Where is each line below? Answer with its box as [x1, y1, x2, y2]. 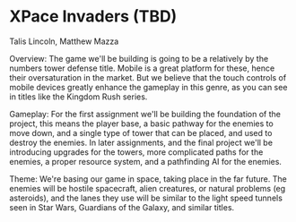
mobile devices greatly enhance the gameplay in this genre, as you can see [9, 81, 288, 92]
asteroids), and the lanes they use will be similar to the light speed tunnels [9, 192, 283, 203]
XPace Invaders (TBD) [9, 6, 178, 27]
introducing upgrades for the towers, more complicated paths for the [9, 146, 264, 158]
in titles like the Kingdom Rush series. [9, 91, 148, 102]
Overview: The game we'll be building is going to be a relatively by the [9, 53, 269, 64]
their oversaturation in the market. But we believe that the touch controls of [9, 72, 287, 82]
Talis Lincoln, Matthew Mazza [9, 36, 119, 47]
